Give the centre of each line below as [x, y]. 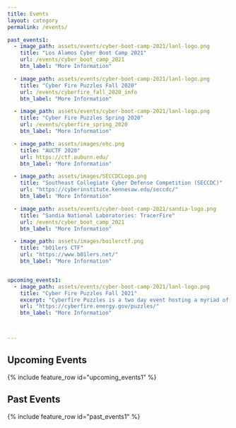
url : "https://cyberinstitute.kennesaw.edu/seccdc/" [99, 190]
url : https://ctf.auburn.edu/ [65, 157]
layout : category [33, 21]
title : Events [28, 14]
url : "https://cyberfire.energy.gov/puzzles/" [90, 306]
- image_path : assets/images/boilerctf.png [78, 241]
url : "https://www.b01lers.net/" [69, 255]
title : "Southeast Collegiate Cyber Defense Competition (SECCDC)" [121, 183]
